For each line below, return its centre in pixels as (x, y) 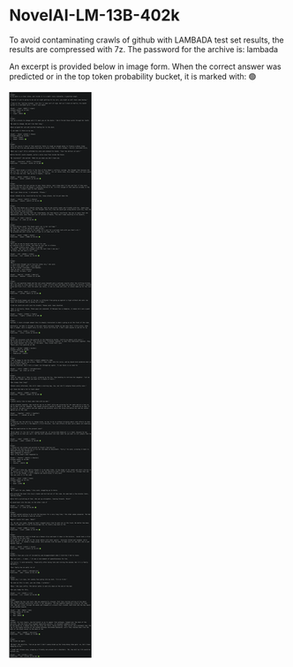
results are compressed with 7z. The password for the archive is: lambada (144, 49)
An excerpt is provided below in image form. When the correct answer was (145, 66)
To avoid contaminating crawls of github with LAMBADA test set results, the (146, 40)
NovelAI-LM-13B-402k (94, 15)
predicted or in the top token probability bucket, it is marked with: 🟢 (133, 76)
